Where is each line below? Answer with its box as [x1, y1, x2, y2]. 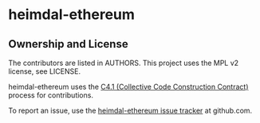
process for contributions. [8, 90, 94, 100]
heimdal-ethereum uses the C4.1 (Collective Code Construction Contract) [8, 82, 249, 91]
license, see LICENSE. [8, 67, 81, 76]
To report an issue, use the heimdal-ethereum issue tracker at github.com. [8, 106, 253, 115]
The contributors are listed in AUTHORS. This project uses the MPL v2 [8, 58, 239, 67]
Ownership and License [8, 37, 129, 51]
